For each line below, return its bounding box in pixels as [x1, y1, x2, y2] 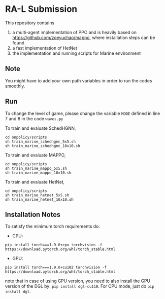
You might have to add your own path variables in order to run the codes [5, 77, 152, 83]
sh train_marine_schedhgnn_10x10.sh [5, 143, 80, 149]
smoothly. [5, 83, 26, 89]
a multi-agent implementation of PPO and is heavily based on [12, 29, 137, 35]
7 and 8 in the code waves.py [5, 115, 64, 121]
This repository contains [5, 20, 55, 26]
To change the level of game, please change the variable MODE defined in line [5, 110, 160, 116]
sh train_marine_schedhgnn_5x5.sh [5, 139, 76, 144]
